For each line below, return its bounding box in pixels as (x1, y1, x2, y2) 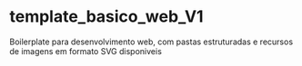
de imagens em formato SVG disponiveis (9, 45, 162, 56)
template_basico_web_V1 (9, 6, 204, 27)
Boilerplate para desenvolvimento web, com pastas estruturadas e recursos (9, 36, 294, 47)
